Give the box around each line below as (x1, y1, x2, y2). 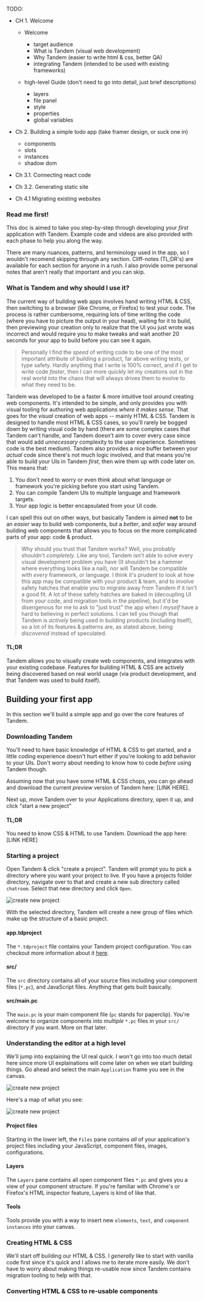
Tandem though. (6, 765, 47, 772)
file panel (33, 97, 57, 104)
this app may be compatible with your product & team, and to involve (21, 577, 194, 585)
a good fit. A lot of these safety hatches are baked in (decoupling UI (21, 590, 192, 598)
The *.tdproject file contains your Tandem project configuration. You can (6, 942, 192, 950)
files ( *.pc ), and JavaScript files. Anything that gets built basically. (6, 983, 172, 991)
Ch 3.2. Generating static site (15, 183, 89, 190)
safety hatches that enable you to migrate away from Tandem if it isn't (21, 584, 197, 592)
